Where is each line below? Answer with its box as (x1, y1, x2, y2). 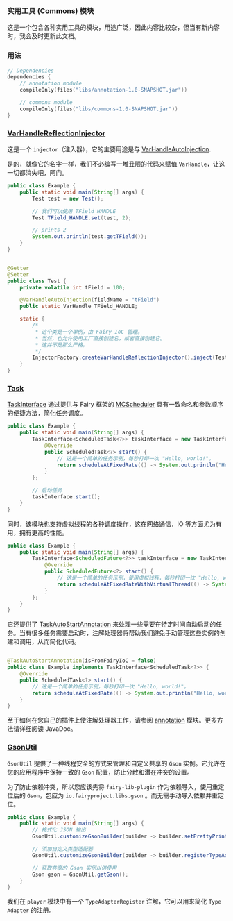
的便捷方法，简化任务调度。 (7, 409, 87, 417)
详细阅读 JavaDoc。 (19, 725, 77, 733)
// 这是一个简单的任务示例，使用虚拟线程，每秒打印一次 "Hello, (56, 575, 221, 582)
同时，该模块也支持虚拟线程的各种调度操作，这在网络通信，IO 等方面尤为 (7, 519, 216, 528)
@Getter (7, 264, 30, 271)
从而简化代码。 (37, 637, 80, 646)
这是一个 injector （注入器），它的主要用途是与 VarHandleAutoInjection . (7, 145, 212, 153)
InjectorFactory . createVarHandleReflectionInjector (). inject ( (32, 354, 216, 362)
